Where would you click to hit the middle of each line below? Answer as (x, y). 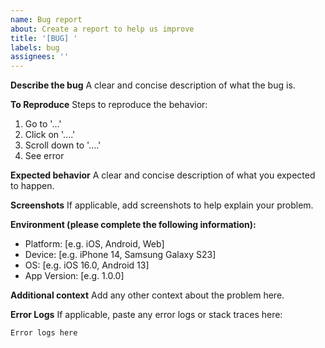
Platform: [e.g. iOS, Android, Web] (94, 244)
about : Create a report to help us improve (102, 29)
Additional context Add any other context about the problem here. (147, 295)
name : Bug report (46, 19)
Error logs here (44, 333)
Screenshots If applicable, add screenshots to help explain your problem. (162, 205)
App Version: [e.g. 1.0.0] (74, 276)
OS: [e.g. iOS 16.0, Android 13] (87, 265)
